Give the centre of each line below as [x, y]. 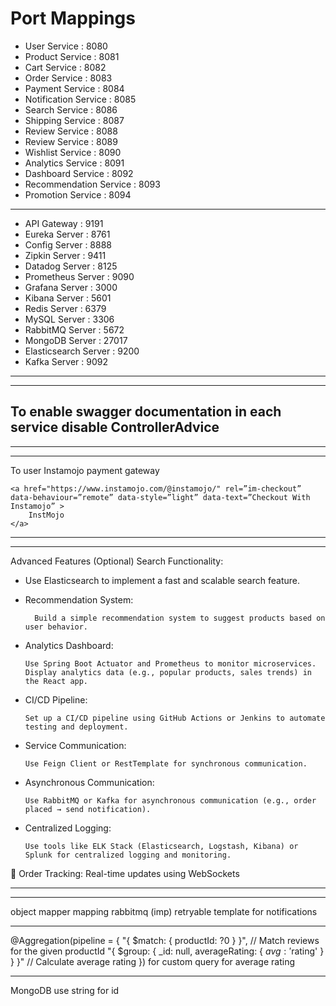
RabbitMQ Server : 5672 [74, 329]
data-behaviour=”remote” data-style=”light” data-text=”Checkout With [160, 497]
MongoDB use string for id [65, 990]
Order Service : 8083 [68, 78]
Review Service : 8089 [71, 141]
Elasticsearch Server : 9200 [82, 351]
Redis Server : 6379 [65, 308]
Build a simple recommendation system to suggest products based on [180, 618]
